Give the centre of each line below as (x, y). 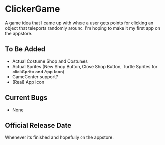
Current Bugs (26, 98)
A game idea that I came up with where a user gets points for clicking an (79, 23)
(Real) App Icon (28, 82)
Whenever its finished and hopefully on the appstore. (60, 137)
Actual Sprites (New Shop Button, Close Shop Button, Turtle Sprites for (85, 66)
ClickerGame (33, 9)
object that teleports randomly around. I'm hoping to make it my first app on (83, 28)
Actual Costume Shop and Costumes (50, 61)
